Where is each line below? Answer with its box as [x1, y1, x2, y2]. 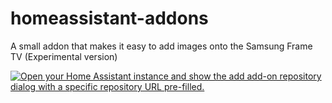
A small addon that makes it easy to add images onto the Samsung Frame [10, 40, 313, 52]
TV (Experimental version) [10, 50, 118, 62]
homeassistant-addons [10, 7, 209, 30]
